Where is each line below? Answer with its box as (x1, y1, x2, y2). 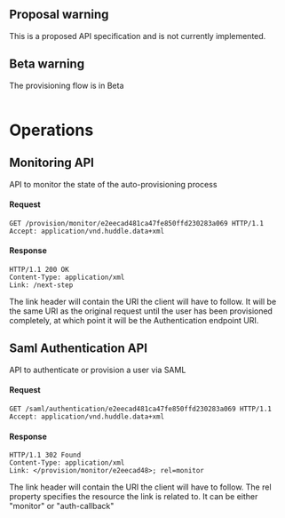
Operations (9, 120, 94, 140)
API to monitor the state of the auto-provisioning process (9, 179, 218, 189)
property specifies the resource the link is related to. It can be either (9, 491, 258, 502)
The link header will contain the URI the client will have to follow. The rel (9, 482, 273, 492)
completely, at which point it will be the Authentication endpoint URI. (9, 315, 259, 326)
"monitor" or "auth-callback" (9, 501, 115, 512)
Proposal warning (9, 7, 109, 22)
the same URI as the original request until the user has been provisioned (9, 306, 273, 316)
